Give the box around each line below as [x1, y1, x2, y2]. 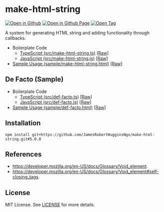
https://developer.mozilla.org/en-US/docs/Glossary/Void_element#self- [12, 168, 159, 174]
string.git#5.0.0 [5, 136, 41, 141]
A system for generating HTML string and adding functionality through [5, 29, 150, 35]
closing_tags [12, 174, 39, 180]
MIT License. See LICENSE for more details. [5, 201, 95, 208]
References [5, 150, 42, 158]
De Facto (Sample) [5, 75, 64, 83]
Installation [5, 119, 41, 127]
